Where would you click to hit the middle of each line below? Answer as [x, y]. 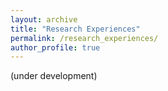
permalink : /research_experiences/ [84, 38]
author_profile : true [55, 47]
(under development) [54, 76]
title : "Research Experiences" [75, 29]
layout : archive [44, 19]
